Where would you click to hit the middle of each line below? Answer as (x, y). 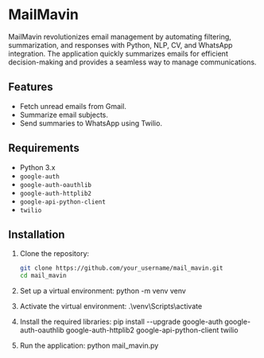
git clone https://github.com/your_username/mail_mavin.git (121, 268)
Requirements (44, 148)
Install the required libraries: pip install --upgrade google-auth (121, 322)
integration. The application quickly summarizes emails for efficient (118, 53)
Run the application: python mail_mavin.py (89, 346)
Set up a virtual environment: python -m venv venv (103, 291)
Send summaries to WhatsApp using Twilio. (91, 123)
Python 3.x (37, 167)
